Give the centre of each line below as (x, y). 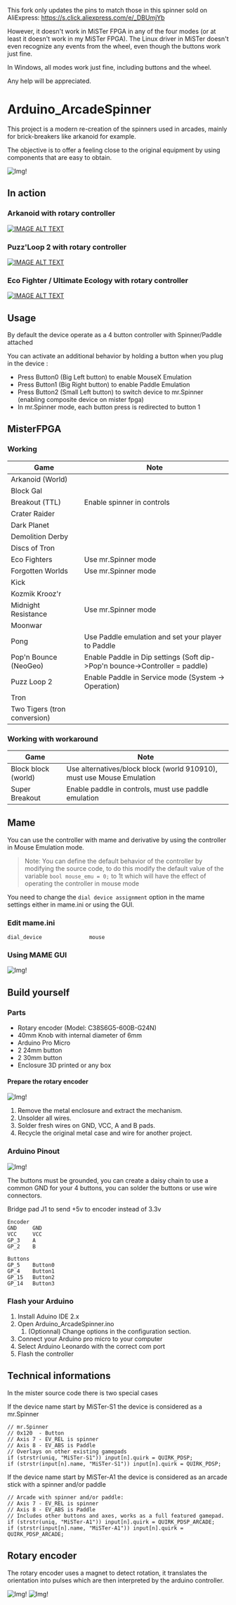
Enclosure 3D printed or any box (64, 1065)
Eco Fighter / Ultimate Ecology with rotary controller (98, 280)
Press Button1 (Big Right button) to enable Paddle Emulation (104, 385)
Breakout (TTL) (36, 502)
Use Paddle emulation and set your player (153, 636)
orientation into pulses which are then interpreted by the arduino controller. (116, 1580)
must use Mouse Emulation (111, 778)
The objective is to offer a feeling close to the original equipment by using (114, 150)
